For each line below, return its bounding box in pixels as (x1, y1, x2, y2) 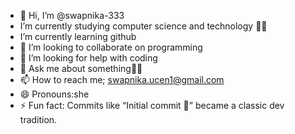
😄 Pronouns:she (19, 88, 90, 100)
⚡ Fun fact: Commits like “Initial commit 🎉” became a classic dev (19, 100, 285, 111)
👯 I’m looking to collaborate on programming (19, 41, 203, 53)
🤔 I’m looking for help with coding (19, 52, 158, 64)
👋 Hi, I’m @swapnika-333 (19, 10, 125, 21)
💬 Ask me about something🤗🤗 (19, 63, 143, 74)
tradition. (19, 114, 58, 125)
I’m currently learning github (19, 31, 137, 42)
